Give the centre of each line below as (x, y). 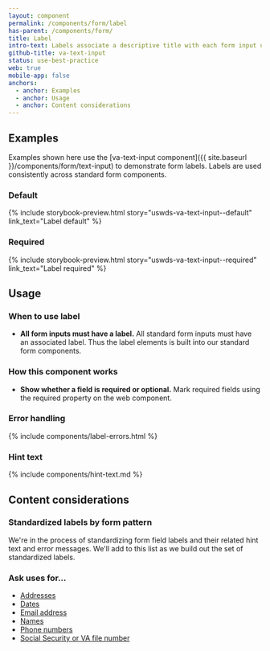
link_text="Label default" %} (55, 221)
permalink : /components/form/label (68, 23)
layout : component (39, 16)
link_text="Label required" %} (57, 268)
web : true (25, 68)
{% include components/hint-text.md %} (76, 474)
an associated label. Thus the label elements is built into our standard (135, 342)
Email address (43, 612)
